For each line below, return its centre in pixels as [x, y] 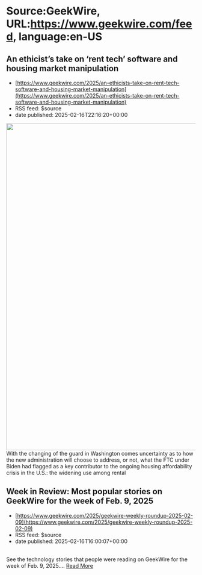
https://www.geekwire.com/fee [111, 24]
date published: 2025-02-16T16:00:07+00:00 [71, 541]
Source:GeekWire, [53, 11]
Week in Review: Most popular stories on [84, 492]
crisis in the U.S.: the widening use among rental [66, 473]
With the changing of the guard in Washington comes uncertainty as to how [100, 454]
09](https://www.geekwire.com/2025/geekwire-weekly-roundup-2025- [104, 522]
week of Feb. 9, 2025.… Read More [50, 565]
